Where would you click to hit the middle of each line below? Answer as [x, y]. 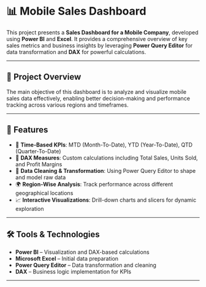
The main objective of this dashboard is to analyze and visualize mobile [97, 91]
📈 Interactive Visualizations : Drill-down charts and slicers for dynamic [106, 200]
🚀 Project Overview [44, 77]
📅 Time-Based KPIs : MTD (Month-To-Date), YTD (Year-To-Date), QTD [104, 145]
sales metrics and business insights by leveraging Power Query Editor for [100, 45]
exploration [29, 209]
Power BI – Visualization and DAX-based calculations [82, 252]
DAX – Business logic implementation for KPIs [73, 272]
